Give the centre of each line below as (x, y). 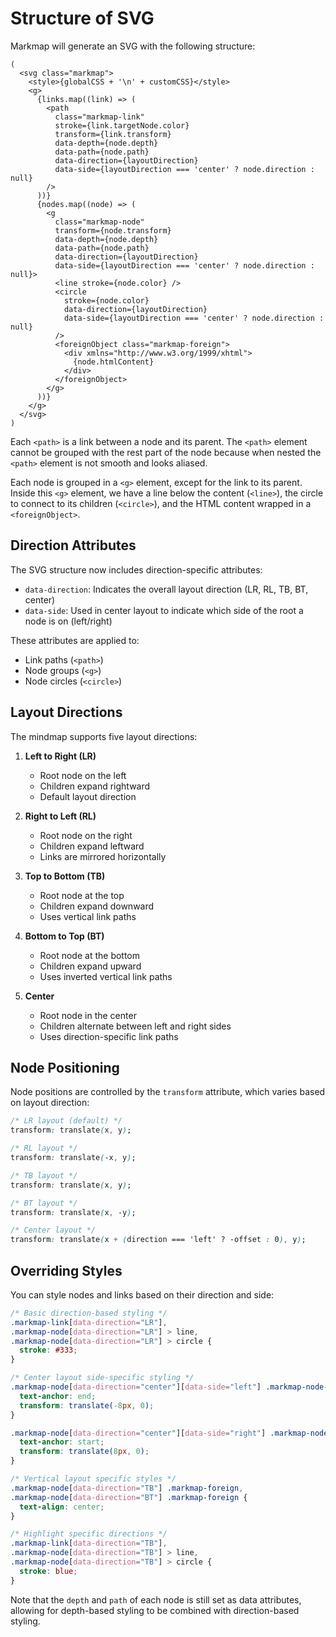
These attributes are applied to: (75, 640)
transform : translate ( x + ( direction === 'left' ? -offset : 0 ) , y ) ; (158, 1240)
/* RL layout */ (44, 1148)
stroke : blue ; (48, 1571)
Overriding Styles (66, 1270)
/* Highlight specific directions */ (89, 1534)
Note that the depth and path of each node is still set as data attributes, (156, 1599)
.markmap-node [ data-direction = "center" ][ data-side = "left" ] (136, 1387)
